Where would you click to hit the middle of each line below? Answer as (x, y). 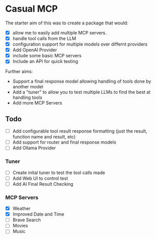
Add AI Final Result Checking (43, 184)
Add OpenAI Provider (35, 50)
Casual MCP (32, 9)
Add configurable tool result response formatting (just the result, (80, 131)
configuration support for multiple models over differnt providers (80, 44)
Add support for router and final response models (64, 142)
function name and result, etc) (44, 137)
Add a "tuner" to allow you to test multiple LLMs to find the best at (82, 92)
